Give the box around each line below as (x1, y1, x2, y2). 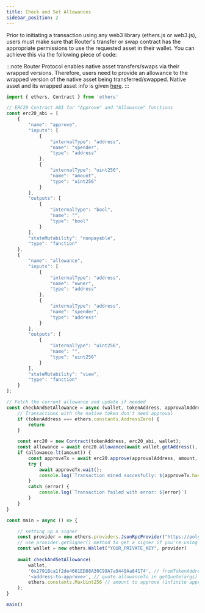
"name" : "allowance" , (28, 258, 84, 264)
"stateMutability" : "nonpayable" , (28, 235, 116, 241)
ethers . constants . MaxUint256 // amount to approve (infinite (28, 579, 187, 586)
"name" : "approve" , (28, 122, 78, 128)
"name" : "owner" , (49, 280, 95, 286)
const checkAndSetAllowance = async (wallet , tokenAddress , (6, 405, 163, 411)
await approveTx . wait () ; (38, 467, 103, 473)
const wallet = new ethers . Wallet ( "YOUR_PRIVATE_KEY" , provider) (17, 545, 187, 551)
